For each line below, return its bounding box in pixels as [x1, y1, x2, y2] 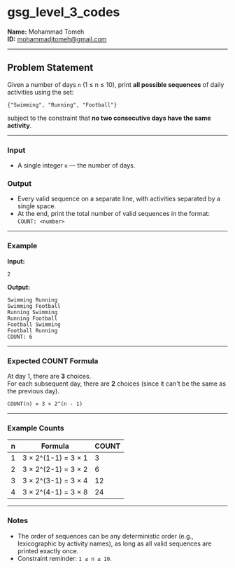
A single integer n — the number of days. [17, 161, 136, 170]
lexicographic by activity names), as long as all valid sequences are [17, 539, 212, 548]
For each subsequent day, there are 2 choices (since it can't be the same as [7, 379, 226, 388]
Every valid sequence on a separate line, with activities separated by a [17, 194, 221, 203]
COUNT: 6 [7, 333, 33, 340]
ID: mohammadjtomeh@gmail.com [7, 34, 107, 43]
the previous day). [7, 386, 59, 395]
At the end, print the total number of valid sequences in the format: [17, 210, 210, 218]
